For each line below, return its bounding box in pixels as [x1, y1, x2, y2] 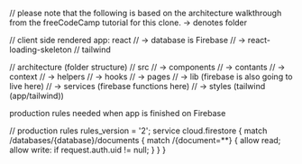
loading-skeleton [9, 44, 72, 55]
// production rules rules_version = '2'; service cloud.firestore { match [9, 125, 268, 136]
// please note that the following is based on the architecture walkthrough [9, 8, 282, 18]
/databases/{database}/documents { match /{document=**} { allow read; [9, 135, 281, 145]
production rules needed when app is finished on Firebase [9, 108, 226, 118]
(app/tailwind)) [9, 90, 65, 101]
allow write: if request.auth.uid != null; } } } [9, 144, 167, 155]
